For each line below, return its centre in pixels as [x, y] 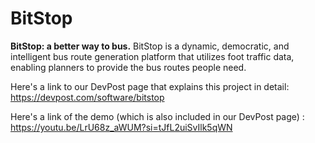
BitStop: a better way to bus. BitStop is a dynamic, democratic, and [150, 46]
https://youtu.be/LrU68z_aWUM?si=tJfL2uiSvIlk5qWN [121, 127]
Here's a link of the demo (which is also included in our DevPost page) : [157, 116]
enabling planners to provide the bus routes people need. [128, 67]
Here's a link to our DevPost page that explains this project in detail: [150, 86]
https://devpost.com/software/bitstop [87, 97]
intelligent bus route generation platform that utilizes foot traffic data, [152, 56]
